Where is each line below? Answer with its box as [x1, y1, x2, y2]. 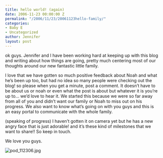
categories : [5, 21, 29, 26]
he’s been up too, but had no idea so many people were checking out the [5, 77, 152, 83]
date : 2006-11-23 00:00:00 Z [5, 12, 65, 17]
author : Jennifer [5, 35, 41, 40]
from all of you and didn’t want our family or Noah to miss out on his [5, 98, 142, 104]
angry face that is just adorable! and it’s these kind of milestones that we [5, 123, 151, 129]
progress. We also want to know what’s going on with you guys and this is [5, 103, 154, 109]
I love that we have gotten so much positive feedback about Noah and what [5, 72, 158, 78]
